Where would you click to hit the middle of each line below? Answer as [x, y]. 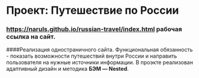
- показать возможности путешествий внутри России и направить [92, 56]
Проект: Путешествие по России [93, 10]
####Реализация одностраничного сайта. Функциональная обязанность [99, 50]
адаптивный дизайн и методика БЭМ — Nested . [67, 69]
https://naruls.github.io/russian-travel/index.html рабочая [94, 29]
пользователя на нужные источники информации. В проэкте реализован [100, 62]
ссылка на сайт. [31, 37]
